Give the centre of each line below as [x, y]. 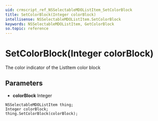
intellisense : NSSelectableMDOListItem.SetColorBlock [63, 19]
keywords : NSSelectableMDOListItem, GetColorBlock [60, 24]
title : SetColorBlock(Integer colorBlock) [51, 15]
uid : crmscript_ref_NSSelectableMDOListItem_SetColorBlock [69, 10]
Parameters [24, 83]
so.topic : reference [27, 29]
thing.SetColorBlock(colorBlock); [42, 113]
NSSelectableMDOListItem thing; [39, 105]
